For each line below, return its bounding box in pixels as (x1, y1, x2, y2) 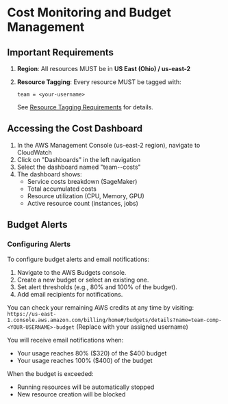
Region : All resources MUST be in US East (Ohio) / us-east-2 (16, 65, 191, 72)
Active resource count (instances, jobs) (27, 199, 139, 207)
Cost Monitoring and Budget (7, 5, 171, 21)
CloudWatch (16, 148, 53, 157)
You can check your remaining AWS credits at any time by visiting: (7, 303, 194, 312)
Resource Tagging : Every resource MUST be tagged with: (16, 78, 181, 86)
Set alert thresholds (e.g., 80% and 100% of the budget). (16, 282, 178, 291)
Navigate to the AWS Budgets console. (16, 268, 127, 276)
